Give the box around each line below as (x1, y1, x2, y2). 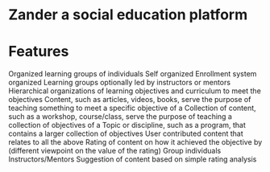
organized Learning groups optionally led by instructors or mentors (8, 78, 231, 88)
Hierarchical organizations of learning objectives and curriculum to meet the (8, 86, 262, 96)
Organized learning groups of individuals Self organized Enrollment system (8, 69, 257, 79)
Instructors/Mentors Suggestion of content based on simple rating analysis (8, 154, 257, 164)
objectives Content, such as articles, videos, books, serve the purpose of (8, 95, 251, 104)
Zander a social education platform (8, 6, 248, 24)
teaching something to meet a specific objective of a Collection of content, (8, 103, 256, 113)
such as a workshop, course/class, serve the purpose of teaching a (8, 112, 232, 121)
